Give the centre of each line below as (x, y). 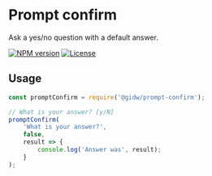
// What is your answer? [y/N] (61, 112)
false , (34, 135)
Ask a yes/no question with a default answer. (83, 37)
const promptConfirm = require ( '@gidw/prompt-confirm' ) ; (107, 97)
